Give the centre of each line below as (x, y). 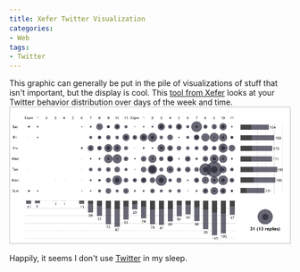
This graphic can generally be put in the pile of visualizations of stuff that (144, 83)
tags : (19, 47)
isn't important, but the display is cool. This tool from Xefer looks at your (142, 93)
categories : (31, 28)
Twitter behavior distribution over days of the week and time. (121, 102)
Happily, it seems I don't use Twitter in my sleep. (98, 259)
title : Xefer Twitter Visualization (77, 19)
